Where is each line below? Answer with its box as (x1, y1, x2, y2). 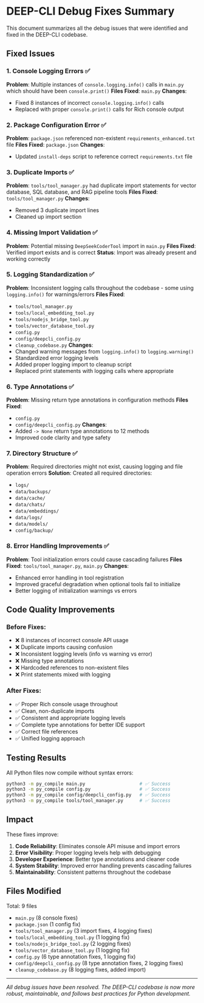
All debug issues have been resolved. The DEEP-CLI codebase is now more (6, 983, 195, 991)
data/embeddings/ (15, 508, 59, 514)
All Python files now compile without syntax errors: (6, 769, 134, 776)
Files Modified (6, 886, 62, 896)
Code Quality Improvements (6, 604, 115, 615)
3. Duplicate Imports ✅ (6, 168, 75, 176)
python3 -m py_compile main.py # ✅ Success (6, 781, 171, 787)
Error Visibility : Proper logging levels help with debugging (15, 849, 161, 856)
